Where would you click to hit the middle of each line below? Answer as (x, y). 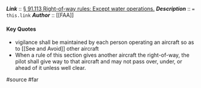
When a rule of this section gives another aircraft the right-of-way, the (102, 55)
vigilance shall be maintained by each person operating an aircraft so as (104, 42)
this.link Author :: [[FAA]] (40, 15)
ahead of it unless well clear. (50, 68)
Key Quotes (21, 29)
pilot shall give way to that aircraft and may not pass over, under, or (98, 61)
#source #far (23, 80)
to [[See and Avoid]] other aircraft (57, 49)
